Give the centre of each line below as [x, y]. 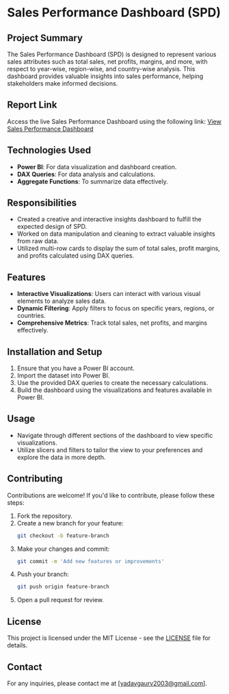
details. [17, 645]
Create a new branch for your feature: [70, 523]
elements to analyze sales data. [61, 301]
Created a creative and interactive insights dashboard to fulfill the [109, 219]
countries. [31, 316]
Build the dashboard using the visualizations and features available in [114, 390]
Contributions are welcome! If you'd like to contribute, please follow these [111, 495]
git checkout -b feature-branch [63, 536]
